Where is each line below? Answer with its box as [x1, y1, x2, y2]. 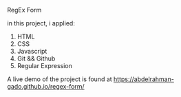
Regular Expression [17, 62, 72, 69]
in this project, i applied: [7, 19, 76, 27]
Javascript [17, 47, 47, 55]
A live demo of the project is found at [7, 75, 112, 83]
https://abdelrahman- [113, 75, 174, 83]
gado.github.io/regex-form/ [7, 83, 85, 90]
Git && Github [17, 54, 56, 63]
